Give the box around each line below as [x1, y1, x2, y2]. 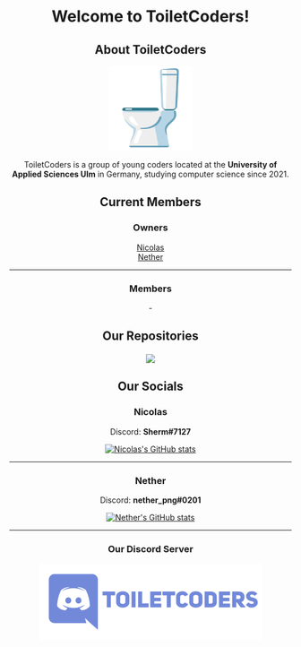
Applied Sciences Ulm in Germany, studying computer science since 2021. [12, 168, 289, 179]
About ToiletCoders [94, 42, 207, 57]
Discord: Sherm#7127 [110, 426, 191, 436]
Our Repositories [102, 329, 199, 344]
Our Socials [117, 379, 184, 394]
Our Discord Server [107, 542, 194, 555]
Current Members [99, 194, 202, 210]
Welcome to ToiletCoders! [51, 6, 250, 27]
